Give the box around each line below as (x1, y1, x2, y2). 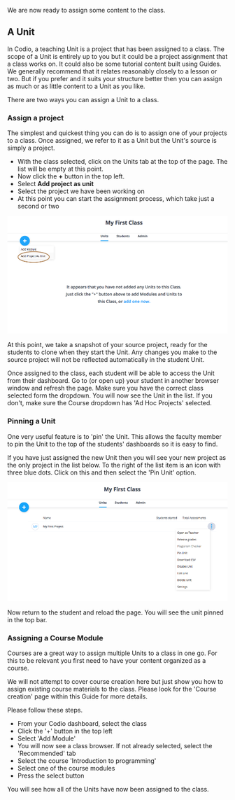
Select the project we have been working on (17, 187, 145, 195)
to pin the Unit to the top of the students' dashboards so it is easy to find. (7, 440, 218, 448)
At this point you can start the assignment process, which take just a (17, 195, 215, 203)
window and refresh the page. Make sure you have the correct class (7, 384, 204, 393)
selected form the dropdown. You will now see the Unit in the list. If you (7, 391, 213, 400)
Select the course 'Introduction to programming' (17, 757, 157, 765)
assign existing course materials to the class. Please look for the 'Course (7, 685, 217, 694)
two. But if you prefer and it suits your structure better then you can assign (7, 74, 222, 83)
